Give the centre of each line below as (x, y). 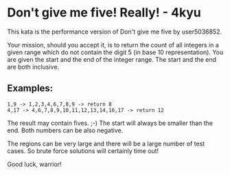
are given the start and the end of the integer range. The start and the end (112, 59)
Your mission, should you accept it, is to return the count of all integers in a (113, 45)
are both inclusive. (33, 67)
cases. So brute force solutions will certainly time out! (83, 151)
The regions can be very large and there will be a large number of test (106, 143)
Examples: (30, 88)
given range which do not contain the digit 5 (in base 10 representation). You (115, 52)
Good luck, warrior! (34, 164)
